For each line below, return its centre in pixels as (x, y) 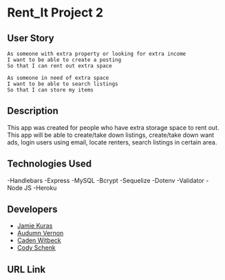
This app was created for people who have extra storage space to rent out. (113, 127)
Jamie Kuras (35, 226)
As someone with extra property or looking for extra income (97, 54)
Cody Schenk (36, 248)
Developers (32, 209)
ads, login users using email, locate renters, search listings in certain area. (112, 142)
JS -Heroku (40, 188)
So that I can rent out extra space (60, 66)
